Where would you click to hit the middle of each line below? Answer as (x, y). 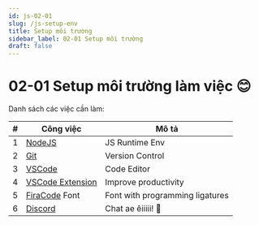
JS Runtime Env (135, 143)
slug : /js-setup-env (43, 24)
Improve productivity (145, 182)
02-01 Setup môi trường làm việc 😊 (130, 87)
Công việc (61, 129)
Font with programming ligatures (167, 196)
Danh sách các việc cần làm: (56, 109)
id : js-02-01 (30, 16)
